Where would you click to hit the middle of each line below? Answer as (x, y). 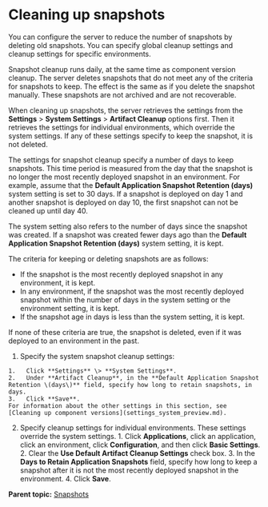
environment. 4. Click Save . (65, 478)
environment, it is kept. (58, 282)
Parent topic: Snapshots (49, 494)
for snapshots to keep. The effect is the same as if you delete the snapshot (132, 86)
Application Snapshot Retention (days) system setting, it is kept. (116, 243)
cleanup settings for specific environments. (80, 54)
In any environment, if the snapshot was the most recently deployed (132, 291)
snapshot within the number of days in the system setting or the (125, 299)
